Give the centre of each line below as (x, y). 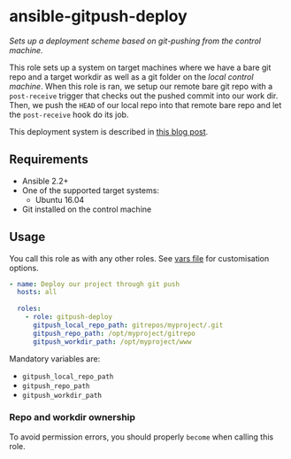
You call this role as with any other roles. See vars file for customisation (139, 258)
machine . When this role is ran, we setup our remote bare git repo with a (141, 86)
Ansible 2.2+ (45, 181)
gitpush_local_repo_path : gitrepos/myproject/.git (128, 325)
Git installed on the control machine (87, 209)
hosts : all (37, 292)
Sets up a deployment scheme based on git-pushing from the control (135, 41)
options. (24, 268)
